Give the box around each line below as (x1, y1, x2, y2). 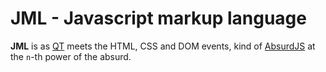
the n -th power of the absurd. (10, 50, 132, 62)
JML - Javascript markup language (10, 7, 307, 30)
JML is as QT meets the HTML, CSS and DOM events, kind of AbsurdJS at (10, 40, 316, 52)
